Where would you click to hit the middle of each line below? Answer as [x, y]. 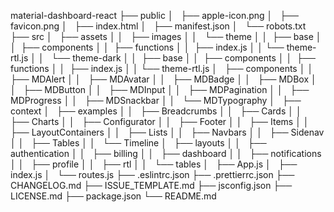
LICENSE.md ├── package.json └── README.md [113, 196]
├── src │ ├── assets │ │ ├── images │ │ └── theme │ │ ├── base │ [166, 36]
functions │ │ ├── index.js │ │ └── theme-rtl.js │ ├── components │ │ [162, 68]
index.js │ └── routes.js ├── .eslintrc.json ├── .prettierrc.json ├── [152, 174]
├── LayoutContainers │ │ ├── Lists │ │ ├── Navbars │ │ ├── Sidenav [167, 132]
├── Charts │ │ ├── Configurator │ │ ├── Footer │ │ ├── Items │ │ [160, 121]
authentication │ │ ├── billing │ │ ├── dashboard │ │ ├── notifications [166, 153]
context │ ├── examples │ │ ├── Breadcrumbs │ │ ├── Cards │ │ [156, 111]
